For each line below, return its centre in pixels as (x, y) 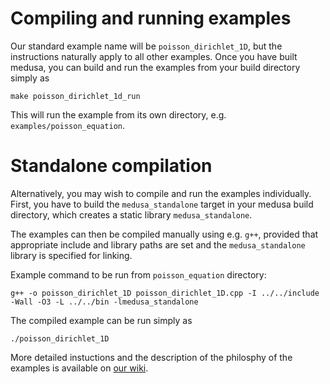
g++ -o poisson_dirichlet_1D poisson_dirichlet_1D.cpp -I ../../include (165, 293)
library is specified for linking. (71, 255)
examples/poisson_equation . (68, 125)
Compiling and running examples (151, 18)
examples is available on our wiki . (79, 368)
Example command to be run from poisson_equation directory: (138, 274)
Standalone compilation (111, 166)
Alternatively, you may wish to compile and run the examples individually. (161, 193)
